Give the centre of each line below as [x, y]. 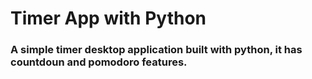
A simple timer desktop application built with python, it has [156, 50]
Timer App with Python [108, 18]
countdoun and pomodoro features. [99, 62]
